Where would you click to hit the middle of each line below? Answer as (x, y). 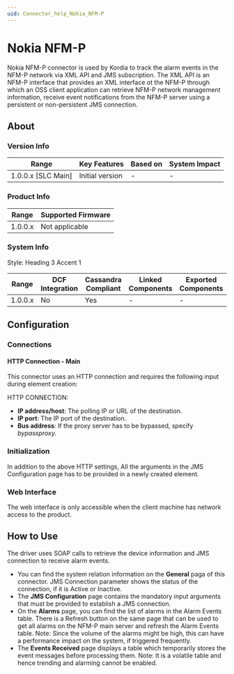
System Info (28, 247)
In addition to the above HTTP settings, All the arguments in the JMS (106, 467)
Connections (30, 345)
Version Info (29, 146)
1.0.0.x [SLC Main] (42, 176)
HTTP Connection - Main (44, 361)
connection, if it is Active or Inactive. (70, 588)
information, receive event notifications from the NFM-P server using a (109, 97)
